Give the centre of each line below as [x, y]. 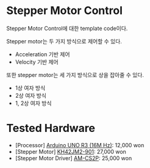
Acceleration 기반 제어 [42, 54]
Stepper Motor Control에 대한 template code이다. [67, 28]
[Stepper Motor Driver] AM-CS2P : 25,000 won [73, 158]
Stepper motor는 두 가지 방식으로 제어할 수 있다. [64, 41]
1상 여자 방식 [30, 88]
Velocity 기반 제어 [37, 62]
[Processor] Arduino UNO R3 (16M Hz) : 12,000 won [80, 145]
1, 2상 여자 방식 [33, 103]
